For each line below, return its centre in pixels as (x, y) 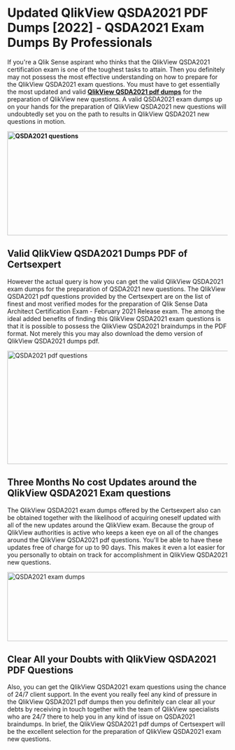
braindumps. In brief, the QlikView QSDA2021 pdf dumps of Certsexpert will (116, 724)
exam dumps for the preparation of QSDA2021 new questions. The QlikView (116, 289)
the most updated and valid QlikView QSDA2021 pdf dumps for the (105, 92)
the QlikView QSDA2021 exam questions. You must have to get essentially (114, 84)
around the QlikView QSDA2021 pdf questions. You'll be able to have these (115, 539)
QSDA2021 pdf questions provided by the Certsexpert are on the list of (109, 296)
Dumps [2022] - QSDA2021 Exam (106, 28)
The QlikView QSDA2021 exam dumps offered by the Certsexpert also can (114, 510)
